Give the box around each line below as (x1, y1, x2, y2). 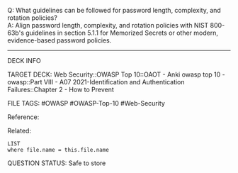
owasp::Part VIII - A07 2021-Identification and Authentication (7, 78, 186, 86)
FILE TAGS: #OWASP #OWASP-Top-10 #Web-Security (7, 99, 165, 107)
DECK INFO (7, 57, 41, 65)
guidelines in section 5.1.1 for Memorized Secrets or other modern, (25, 28, 218, 37)
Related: (7, 127, 32, 135)
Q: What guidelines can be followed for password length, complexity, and (7, 6, 221, 14)
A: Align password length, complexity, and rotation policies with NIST (7, 21, 209, 29)
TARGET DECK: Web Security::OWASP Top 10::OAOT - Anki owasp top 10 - (7, 70, 225, 79)
